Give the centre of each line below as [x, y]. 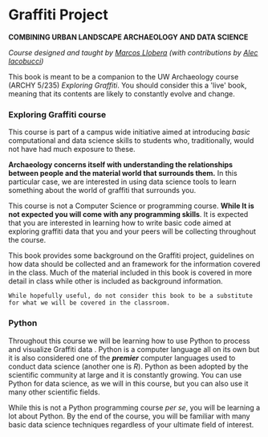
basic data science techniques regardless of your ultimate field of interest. [131, 424]
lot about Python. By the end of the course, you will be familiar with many [129, 416]
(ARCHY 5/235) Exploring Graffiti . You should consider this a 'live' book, [128, 85]
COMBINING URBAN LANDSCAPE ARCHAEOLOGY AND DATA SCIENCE [128, 37]
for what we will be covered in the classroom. [89, 303]
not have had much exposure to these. [72, 149]
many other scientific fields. [54, 392]
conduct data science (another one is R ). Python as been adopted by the [128, 366]
